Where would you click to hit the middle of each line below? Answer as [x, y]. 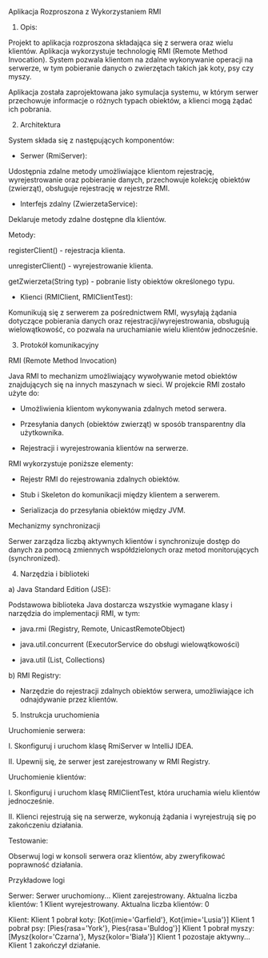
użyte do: [24, 393]
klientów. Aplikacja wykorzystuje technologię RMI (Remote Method [118, 51]
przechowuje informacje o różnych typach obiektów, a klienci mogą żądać [131, 101]
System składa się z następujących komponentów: [91, 140]
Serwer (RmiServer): [54, 156]
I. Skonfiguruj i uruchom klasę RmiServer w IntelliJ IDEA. [101, 746]
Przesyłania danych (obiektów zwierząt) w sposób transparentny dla [133, 424]
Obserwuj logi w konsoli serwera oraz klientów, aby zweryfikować [117, 856]
